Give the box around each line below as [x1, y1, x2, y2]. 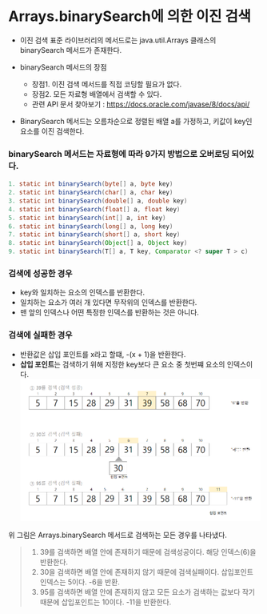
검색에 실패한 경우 [8, 330, 74, 341]
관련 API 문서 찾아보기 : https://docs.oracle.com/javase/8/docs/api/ [31, 99, 250, 109]
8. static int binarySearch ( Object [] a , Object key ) [8, 239, 188, 247]
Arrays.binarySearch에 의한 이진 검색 [8, 7, 252, 26]
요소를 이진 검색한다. [19, 126, 85, 136]
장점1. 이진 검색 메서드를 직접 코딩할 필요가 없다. [31, 79, 182, 89]
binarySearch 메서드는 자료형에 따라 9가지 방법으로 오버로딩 [8, 148, 230, 159]
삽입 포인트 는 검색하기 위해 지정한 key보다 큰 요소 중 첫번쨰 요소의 [19, 359, 225, 369]
